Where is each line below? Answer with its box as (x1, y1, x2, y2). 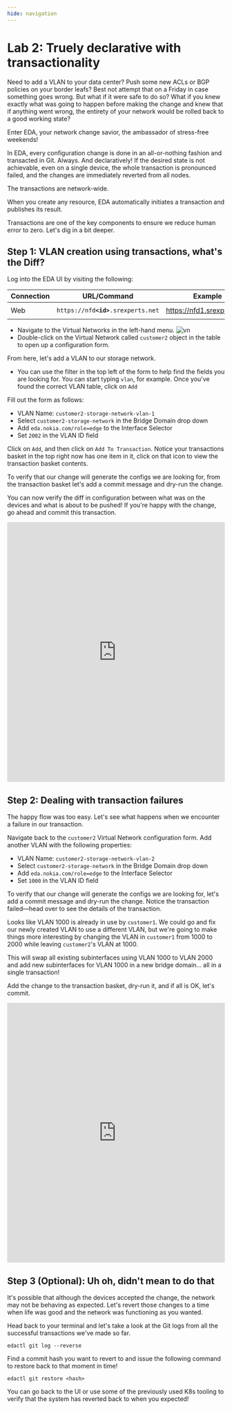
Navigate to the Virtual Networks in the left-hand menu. (17, 326, 175, 335)
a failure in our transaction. (7, 820, 84, 829)
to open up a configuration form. (17, 341, 110, 349)
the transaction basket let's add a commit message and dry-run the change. (7, 480, 224, 488)
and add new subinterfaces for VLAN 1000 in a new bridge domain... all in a (7, 961, 222, 969)
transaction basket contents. (7, 459, 88, 468)
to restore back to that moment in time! (7, 1362, 118, 1370)
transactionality (7, 55, 100, 70)
